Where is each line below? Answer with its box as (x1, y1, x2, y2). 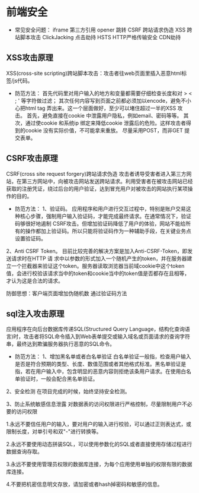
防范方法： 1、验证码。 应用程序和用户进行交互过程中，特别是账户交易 (14, 205, 187, 212)
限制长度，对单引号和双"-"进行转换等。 (6, 428, 102, 435)
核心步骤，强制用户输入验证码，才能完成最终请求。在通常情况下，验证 (20, 212, 191, 220)
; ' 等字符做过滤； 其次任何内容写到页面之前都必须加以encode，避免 (14, 97, 181, 104)
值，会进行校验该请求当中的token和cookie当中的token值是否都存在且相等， (6, 270, 190, 277)
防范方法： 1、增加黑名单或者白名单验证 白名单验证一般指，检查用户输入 (14, 353, 191, 360)
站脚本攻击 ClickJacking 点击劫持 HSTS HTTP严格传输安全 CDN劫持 (14, 33, 181, 40)
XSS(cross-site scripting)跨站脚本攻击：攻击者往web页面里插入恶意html (6, 69, 182, 77)
